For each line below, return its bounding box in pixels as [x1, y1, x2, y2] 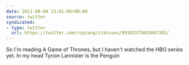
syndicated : [6, 19, 35, 25]
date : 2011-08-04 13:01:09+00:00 [6, 8, 88, 15]
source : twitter [6, 14, 46, 20]
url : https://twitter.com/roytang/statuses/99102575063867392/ [11, 30, 169, 36]
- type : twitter [6, 24, 46, 31]
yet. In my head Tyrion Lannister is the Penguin [6, 52, 120, 59]
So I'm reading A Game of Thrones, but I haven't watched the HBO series [6, 46, 183, 53]
